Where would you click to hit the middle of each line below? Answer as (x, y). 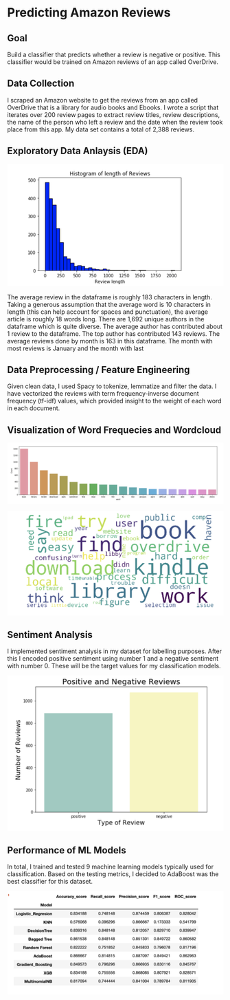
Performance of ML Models (67, 850)
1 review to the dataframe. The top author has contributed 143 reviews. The (114, 333)
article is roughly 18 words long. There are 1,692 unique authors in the (106, 319)
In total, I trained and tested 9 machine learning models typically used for (111, 867)
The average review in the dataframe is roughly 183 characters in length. (110, 297)
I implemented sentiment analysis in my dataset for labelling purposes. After (114, 651)
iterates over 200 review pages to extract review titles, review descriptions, (114, 114)
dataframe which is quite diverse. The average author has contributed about (115, 326)
